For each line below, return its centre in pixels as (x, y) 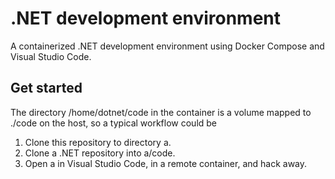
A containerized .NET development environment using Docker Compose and (167, 46)
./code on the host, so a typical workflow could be (114, 123)
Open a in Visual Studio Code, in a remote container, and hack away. (166, 163)
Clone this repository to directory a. (98, 142)
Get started (46, 88)
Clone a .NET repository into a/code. (100, 153)
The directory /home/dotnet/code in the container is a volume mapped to (161, 112)
